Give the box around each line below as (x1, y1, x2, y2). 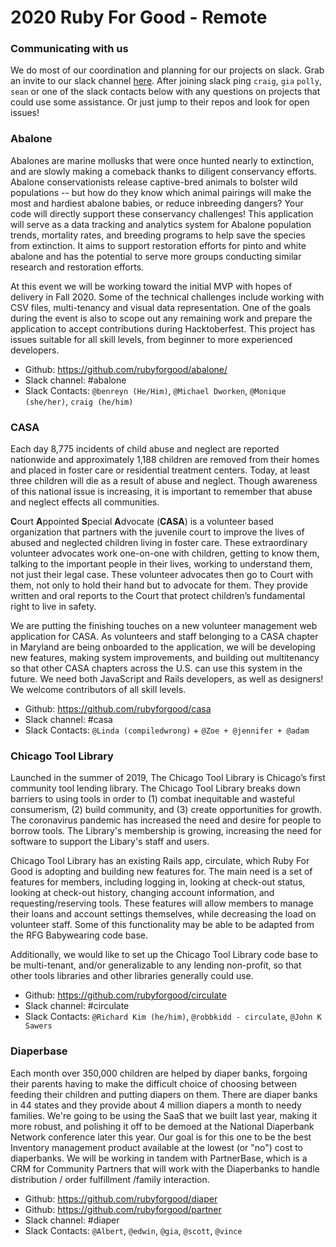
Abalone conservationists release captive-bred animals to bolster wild (10, 176, 298, 188)
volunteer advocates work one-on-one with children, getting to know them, (10, 547, 320, 560)
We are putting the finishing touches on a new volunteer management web (10, 620, 318, 632)
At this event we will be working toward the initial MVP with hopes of (10, 280, 293, 292)
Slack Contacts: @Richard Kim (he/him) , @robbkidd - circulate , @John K (24, 1011, 322, 1023)
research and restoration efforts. (10, 261, 145, 273)
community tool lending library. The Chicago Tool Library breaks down (10, 782, 301, 795)
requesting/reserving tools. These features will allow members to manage (10, 897, 314, 910)
